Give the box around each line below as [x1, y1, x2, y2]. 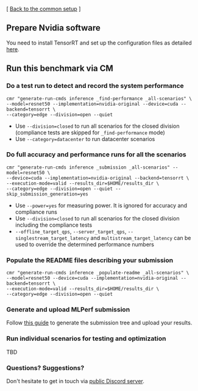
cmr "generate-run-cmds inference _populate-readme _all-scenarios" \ [6, 270, 189, 276]
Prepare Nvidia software [6, 23, 101, 33]
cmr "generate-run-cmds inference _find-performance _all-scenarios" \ [6, 95, 192, 101]
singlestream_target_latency [15, 235, 90, 241]
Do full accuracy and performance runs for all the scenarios [6, 150, 187, 159]
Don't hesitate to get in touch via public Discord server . [6, 377, 145, 384]
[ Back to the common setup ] [6, 5, 81, 12]
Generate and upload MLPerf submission [6, 305, 130, 314]
